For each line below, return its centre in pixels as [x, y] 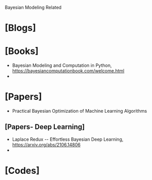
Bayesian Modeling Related [33, 7]
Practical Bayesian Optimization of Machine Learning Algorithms [80, 111]
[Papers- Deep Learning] [45, 127]
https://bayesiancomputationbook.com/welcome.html [68, 71]
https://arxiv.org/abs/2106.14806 [46, 144]
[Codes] [22, 171]
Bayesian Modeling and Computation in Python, [62, 65]
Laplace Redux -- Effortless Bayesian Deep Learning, [68, 139]
